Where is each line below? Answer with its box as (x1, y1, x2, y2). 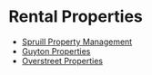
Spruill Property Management (21, 36, 133, 47)
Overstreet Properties (21, 55, 104, 66)
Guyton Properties (21, 45, 91, 56)
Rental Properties (8, 6, 143, 27)
